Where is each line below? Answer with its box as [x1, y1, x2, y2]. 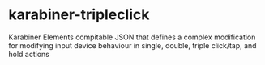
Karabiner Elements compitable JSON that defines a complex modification [8, 32, 256, 42]
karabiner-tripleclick [8, 6, 150, 24]
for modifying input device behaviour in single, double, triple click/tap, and [8, 40, 257, 50]
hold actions [8, 49, 50, 59]
